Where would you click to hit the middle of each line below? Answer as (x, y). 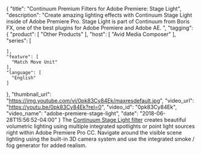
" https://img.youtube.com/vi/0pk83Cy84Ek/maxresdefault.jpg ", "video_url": (100, 101)
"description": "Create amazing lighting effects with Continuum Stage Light (99, 15)
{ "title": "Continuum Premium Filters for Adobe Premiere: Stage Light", (94, 9)
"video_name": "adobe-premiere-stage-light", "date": (72, 113)
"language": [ (24, 73)
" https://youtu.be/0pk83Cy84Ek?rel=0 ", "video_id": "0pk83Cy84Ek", (91, 107)
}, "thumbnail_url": (29, 94)
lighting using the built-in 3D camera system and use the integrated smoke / (100, 139)
